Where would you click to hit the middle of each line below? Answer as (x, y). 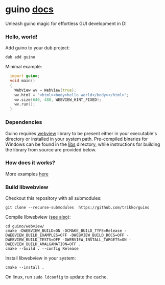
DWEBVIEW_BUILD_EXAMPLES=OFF (36, 236)
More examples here (27, 174)
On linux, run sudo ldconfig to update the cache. (57, 277)
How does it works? (30, 163)
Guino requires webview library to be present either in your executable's (81, 133)
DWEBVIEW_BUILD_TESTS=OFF (33, 240)
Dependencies (24, 122)
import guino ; (25, 76)
